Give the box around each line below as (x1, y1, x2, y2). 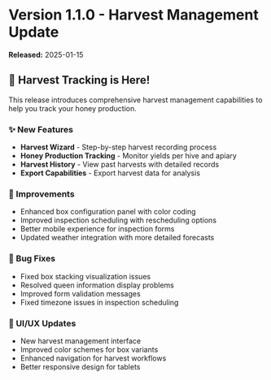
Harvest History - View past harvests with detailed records (20, 160, 220, 170)
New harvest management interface (20, 335, 141, 346)
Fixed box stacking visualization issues (20, 271, 151, 281)
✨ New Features (8, 123, 73, 135)
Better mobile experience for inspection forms (20, 224, 175, 234)
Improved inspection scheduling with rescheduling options (20, 215, 217, 225)
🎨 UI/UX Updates (8, 317, 76, 329)
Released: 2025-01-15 (8, 50, 84, 59)
